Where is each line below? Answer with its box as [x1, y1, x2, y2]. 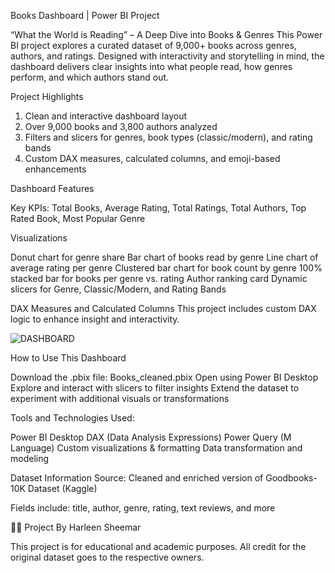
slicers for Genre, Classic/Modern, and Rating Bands [10, 283, 227, 295]
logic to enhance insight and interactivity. [10, 313, 180, 325]
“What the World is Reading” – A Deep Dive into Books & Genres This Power [10, 29, 323, 40]
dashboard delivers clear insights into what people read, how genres [10, 61, 293, 72]
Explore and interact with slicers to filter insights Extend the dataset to [10, 382, 300, 394]
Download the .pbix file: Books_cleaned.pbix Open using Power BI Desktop [10, 371, 319, 383]
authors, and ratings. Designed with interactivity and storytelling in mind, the [10, 50, 325, 62]
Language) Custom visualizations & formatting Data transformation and [10, 442, 303, 454]
